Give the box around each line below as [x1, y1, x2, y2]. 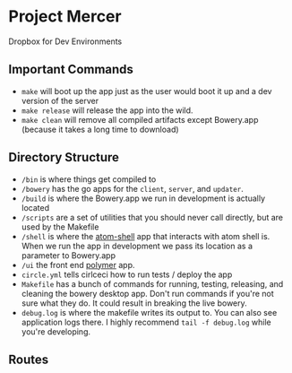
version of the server [21, 95, 99, 106]
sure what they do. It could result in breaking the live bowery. [21, 298, 247, 308]
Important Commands [8, 62, 133, 77]
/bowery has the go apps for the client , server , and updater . [21, 183, 244, 194]
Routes [8, 351, 49, 367]
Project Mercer [8, 6, 122, 27]
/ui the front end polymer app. [21, 259, 135, 270]
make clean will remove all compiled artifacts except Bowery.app [21, 114, 259, 125]
